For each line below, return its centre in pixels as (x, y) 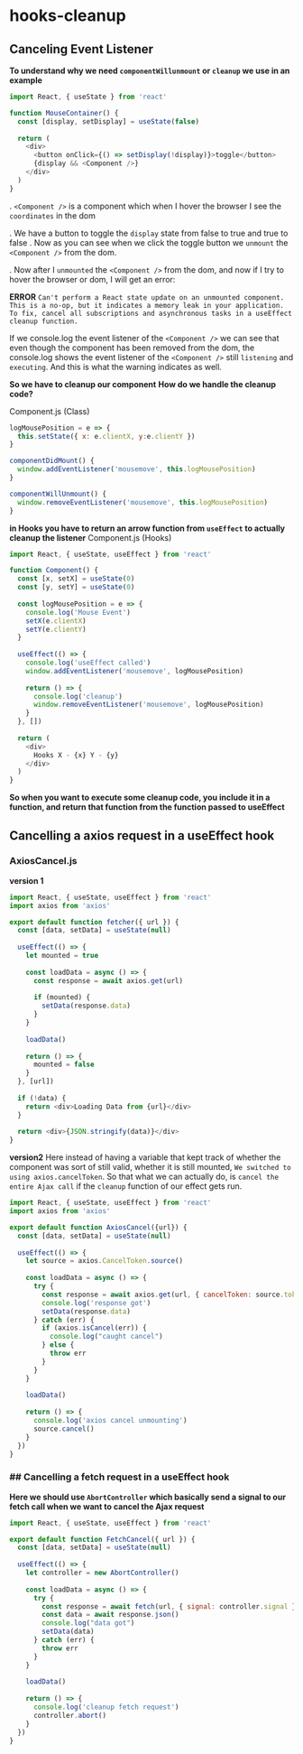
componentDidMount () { (52, 461)
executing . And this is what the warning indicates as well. (116, 367)
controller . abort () (69, 1715)
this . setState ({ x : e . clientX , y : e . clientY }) (106, 436)
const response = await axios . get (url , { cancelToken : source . (163, 1295)
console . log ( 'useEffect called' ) (88, 663)
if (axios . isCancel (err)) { (94, 1328)
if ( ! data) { (42, 1098)
